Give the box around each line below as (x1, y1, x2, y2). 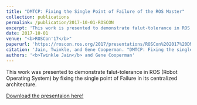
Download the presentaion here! (6, 92, 84, 99)
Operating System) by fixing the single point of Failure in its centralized (6, 74, 178, 82)
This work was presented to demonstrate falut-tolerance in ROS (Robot (6, 68, 178, 75)
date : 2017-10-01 (6, 31, 49, 36)
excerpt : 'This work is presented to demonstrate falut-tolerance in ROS (6, 25, 191, 31)
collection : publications (6, 14, 69, 20)
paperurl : (6, 42, 30, 48)
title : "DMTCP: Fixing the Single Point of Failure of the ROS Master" (6, 8, 185, 15)
